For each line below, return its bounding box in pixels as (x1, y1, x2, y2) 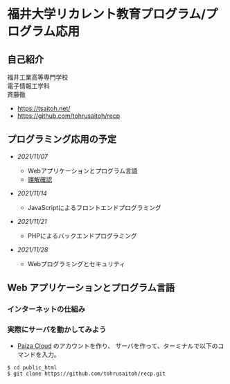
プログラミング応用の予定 (7, 133, 116, 146)
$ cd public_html (7, 365, 57, 372)
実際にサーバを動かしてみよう (7, 325, 107, 335)
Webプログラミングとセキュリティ (27, 259, 126, 268)
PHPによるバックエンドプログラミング (27, 232, 137, 240)
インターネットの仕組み (7, 304, 85, 314)
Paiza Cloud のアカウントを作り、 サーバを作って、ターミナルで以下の (17, 342, 218, 350)
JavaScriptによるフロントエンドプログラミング (27, 203, 161, 211)
